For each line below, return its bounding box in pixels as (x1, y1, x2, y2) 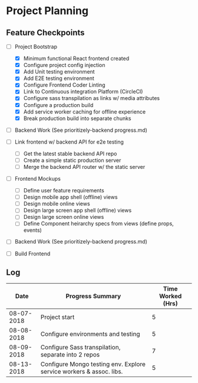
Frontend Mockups (14, 175, 61, 182)
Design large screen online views (23, 214, 104, 221)
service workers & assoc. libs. (40, 368, 123, 376)
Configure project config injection (23, 62, 105, 69)
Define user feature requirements (23, 187, 104, 194)
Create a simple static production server (23, 156, 121, 164)
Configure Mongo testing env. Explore (40, 360, 146, 368)
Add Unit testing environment (23, 68, 95, 75)
